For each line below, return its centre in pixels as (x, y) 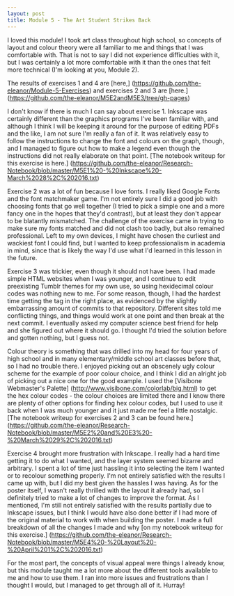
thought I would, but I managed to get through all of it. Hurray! (96, 585)
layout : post (26, 14)
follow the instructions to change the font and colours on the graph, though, (116, 140)
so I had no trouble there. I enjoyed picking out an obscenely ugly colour (111, 366)
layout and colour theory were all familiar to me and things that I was (106, 47)
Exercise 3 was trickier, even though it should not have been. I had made (111, 271)
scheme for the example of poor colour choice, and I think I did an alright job (117, 373)
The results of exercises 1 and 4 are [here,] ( (71, 83)
